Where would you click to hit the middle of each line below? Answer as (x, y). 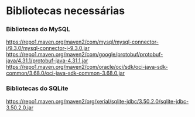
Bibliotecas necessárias (66, 11)
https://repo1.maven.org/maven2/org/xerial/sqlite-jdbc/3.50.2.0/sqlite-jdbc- (97, 101)
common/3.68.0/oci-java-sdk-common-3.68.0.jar (65, 73)
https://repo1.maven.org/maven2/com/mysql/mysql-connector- (83, 42)
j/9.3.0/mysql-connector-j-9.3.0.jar (48, 48)
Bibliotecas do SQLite (37, 88)
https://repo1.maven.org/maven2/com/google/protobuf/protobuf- (85, 55)
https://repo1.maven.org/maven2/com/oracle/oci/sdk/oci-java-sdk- (87, 67)
